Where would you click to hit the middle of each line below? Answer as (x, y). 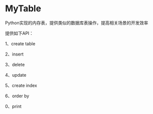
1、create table (20, 43)
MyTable (23, 9)
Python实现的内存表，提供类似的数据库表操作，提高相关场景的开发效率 (77, 23)
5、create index (21, 85)
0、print (13, 106)
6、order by (17, 96)
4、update (16, 75)
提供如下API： (19, 33)
